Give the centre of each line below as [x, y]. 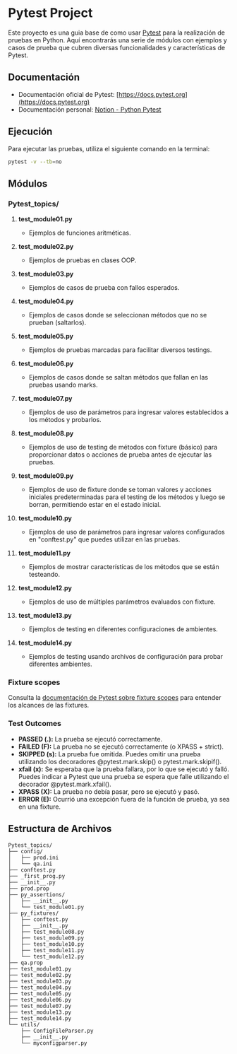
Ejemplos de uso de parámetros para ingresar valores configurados [127, 532]
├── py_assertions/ [37, 895]
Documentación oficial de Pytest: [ [68, 94]
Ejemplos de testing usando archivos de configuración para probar [126, 657]
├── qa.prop [25, 963]
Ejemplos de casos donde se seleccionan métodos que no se [118, 315]
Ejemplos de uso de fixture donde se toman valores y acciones [120, 490]
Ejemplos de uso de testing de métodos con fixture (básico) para [123, 447]
